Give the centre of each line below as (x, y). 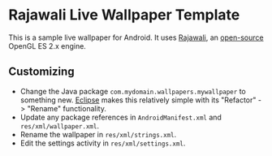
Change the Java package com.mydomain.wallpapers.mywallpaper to (133, 91)
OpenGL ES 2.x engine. (47, 45)
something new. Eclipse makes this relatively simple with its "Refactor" (138, 100)
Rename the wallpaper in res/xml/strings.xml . (98, 134)
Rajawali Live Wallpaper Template (124, 15)
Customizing (41, 72)
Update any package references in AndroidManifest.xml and (121, 117)
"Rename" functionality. (67, 108)
